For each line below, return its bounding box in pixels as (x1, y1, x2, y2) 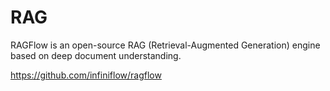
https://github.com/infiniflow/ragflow (10, 69, 162, 81)
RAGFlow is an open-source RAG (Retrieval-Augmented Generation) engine (10, 39, 321, 51)
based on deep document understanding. (10, 49, 182, 61)
